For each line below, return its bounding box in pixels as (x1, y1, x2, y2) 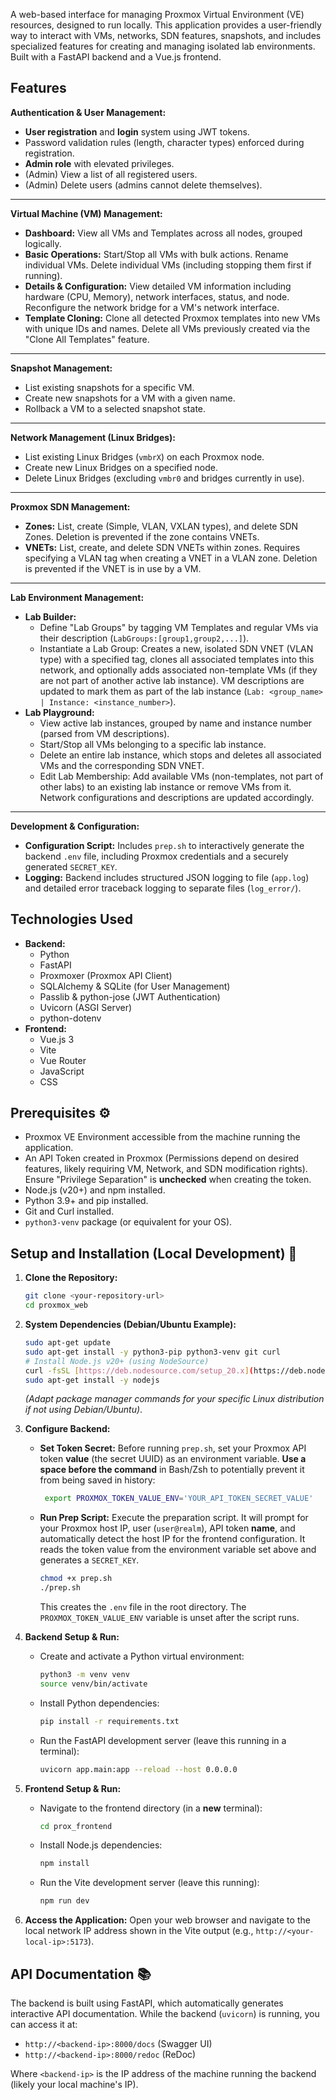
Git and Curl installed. (24, 1205, 115, 1218)
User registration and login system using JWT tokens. (24, 125, 250, 138)
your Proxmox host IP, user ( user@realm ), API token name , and (39, 1522, 296, 1534)
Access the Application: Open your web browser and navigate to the (24, 1914, 311, 1926)
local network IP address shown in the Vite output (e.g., (24, 1925, 254, 1937)
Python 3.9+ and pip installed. (24, 1195, 149, 1207)
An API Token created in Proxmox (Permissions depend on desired (24, 1152, 300, 1164)
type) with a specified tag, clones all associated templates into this (39, 653, 315, 665)
